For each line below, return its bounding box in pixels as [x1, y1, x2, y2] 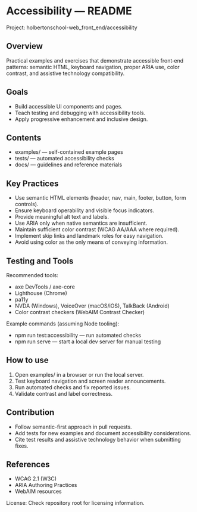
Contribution [6, 407, 55, 418]
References [6, 460, 50, 470]
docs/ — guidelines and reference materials [14, 161, 123, 168]
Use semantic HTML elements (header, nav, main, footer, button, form [14, 194, 186, 201]
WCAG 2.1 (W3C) [14, 475, 57, 482]
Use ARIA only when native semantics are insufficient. [14, 219, 148, 227]
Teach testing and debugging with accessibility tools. [14, 109, 146, 116]
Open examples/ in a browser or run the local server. [14, 371, 144, 378]
